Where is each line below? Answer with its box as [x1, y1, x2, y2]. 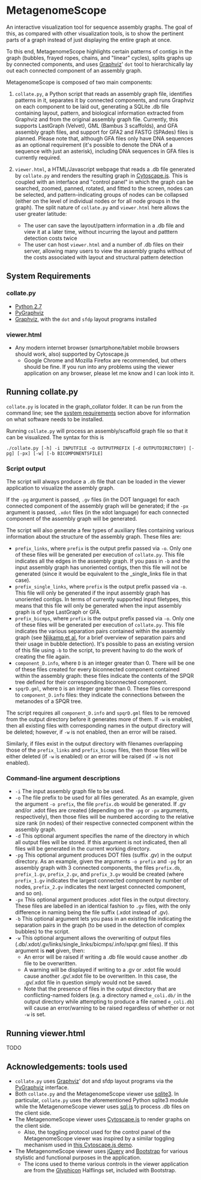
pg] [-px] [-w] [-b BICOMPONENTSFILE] [6, 451, 103, 457]
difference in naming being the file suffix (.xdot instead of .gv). [14, 909, 170, 916]
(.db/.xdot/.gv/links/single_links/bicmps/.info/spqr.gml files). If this [14, 941, 178, 948]
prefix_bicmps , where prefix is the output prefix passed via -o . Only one [14, 615, 195, 622]
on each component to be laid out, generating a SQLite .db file [14, 103, 169, 110]
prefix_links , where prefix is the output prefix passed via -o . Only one [14, 545, 192, 552]
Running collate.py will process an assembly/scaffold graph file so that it [6, 427, 188, 434]
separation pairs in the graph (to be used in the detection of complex [14, 921, 185, 929]
